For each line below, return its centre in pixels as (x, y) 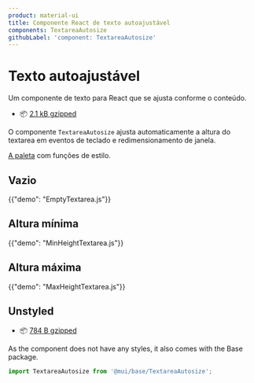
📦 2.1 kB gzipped (48, 114)
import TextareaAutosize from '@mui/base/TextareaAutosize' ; (110, 372)
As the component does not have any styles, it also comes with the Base (126, 349)
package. (23, 357)
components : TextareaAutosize (58, 30)
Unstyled (31, 311)
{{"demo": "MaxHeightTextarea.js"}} (67, 286)
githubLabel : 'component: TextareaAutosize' (82, 37)
